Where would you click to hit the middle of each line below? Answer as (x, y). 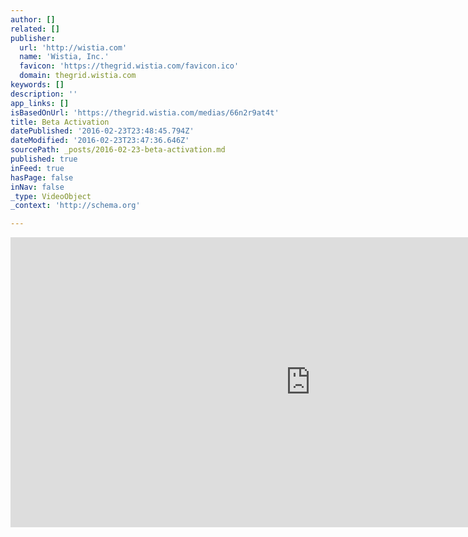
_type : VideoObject (51, 196)
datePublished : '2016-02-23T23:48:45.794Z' (102, 131)
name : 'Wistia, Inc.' (64, 57)
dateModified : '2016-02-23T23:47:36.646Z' (100, 141)
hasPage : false (42, 177)
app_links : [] (40, 103)
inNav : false (37, 187)
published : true (44, 159)
